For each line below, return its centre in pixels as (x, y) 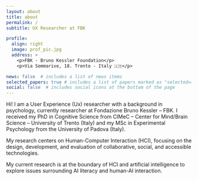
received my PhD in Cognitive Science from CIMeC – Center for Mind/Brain (97, 117)
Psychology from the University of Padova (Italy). (66, 129)
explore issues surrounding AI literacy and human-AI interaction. (84, 171)
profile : (17, 39)
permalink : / (22, 22)
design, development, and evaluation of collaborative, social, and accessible (99, 147)
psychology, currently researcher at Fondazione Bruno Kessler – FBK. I (92, 111)
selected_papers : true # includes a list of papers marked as (84, 82)
